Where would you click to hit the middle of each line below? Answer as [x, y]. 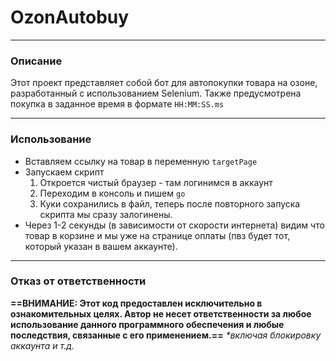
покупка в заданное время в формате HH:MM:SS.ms [117, 104]
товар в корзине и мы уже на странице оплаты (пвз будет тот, [157, 235]
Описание [36, 61]
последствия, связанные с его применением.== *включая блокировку [166, 335]
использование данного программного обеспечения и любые [147, 324]
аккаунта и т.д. [42, 345]
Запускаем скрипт [64, 172]
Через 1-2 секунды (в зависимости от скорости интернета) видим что [174, 225]
